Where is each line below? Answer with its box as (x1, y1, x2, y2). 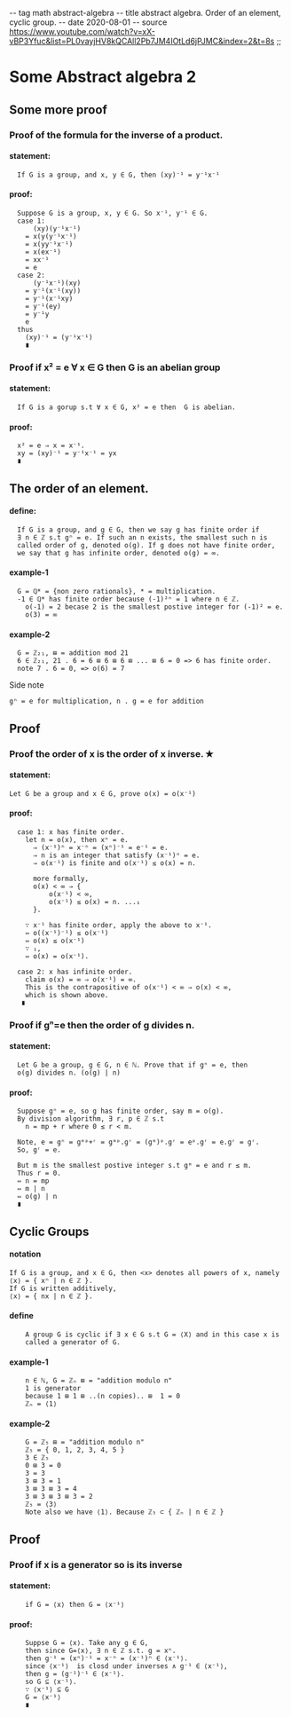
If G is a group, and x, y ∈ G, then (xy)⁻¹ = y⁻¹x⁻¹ (17, 170, 220, 179)
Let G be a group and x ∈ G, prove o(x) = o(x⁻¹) (9, 789, 197, 798)
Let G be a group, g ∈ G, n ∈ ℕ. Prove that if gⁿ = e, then (17, 1060, 248, 1070)
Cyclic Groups (9, 1224, 90, 1239)
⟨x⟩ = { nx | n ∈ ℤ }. (9, 1291, 93, 1301)
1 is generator (25, 1384, 82, 1393)
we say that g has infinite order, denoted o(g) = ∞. (17, 548, 220, 557)
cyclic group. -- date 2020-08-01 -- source (9, 17, 168, 28)
